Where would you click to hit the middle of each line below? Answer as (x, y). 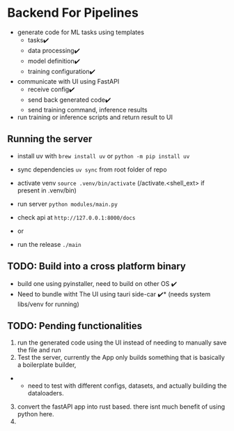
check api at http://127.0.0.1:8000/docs (76, 217)
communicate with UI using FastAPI (68, 81)
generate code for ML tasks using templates (81, 32)
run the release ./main (49, 244)
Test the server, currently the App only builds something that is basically (121, 358)
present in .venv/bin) (47, 190)
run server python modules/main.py (68, 204)
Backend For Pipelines (73, 13)
